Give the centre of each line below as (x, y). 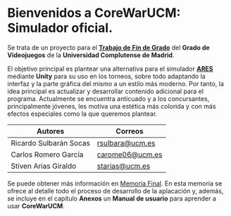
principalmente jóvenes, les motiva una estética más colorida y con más (112, 106)
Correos (130, 131)
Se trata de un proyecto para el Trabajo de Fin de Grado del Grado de (108, 47)
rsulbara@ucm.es (126, 143)
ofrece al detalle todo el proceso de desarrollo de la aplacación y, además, (115, 191)
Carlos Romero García (47, 155)
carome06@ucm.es (130, 155)
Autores (50, 131)
